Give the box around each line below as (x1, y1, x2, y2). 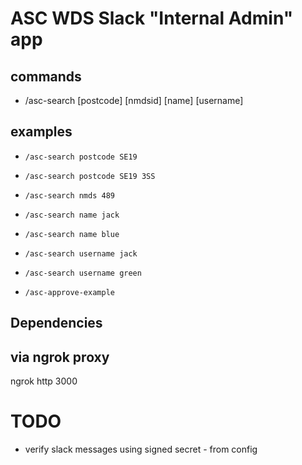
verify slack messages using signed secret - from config (24, 443, 258, 455)
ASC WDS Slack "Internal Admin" (10, 7, 294, 30)
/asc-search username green (24, 268, 142, 278)
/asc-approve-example (24, 287, 115, 297)
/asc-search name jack (24, 210, 120, 220)
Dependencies (10, 315, 103, 332)
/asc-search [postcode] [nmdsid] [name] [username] (24, 95, 244, 106)
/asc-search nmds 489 (24, 190, 115, 201)
